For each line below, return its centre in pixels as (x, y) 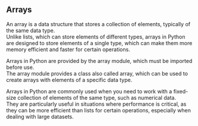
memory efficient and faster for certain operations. (68, 49)
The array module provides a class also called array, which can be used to (97, 73)
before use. (20, 67)
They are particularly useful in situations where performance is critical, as (96, 104)
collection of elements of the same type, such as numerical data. (97, 97)
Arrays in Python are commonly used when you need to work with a (89, 91)
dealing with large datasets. (40, 116)
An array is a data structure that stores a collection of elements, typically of (98, 24)
